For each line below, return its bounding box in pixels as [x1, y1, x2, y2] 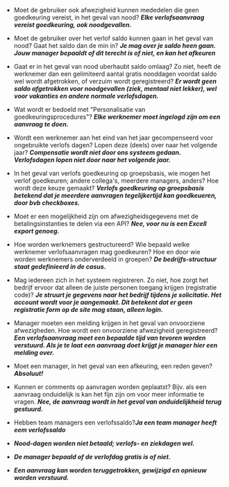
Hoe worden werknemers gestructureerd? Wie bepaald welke [13, 240, 190, 249]
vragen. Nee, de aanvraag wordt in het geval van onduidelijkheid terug [13, 397, 222, 406]
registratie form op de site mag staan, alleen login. [13, 306, 163, 313]
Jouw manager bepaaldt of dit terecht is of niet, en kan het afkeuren [13, 49, 216, 57]
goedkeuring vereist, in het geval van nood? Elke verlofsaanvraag [13, 13, 205, 22]
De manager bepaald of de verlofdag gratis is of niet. [13, 453, 171, 461]
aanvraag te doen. [13, 120, 69, 128]
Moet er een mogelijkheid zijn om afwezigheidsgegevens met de [13, 212, 199, 220]
